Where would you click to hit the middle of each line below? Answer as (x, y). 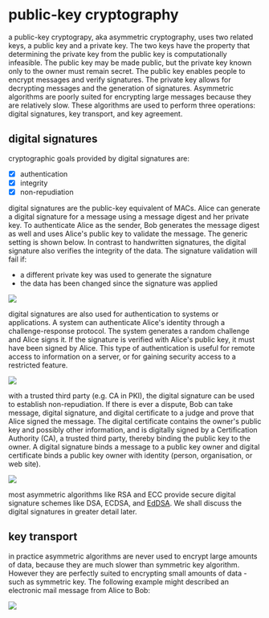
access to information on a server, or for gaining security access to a (122, 356)
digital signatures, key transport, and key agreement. (96, 113)
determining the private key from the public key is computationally (118, 54)
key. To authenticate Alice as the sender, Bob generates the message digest (134, 225)
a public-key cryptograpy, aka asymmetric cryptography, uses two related (131, 37)
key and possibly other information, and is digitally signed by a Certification (133, 429)
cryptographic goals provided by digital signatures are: (99, 158)
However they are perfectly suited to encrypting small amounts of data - (128, 573)
